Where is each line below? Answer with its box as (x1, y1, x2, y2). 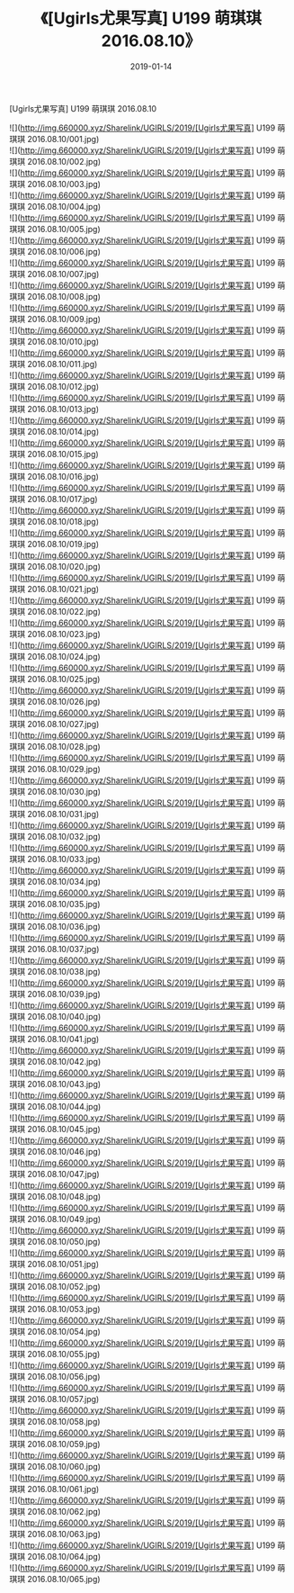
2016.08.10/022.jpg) (26, 606, 102, 616)
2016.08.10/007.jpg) (26, 268, 100, 279)
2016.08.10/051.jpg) (26, 1258, 99, 1269)
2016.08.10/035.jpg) (26, 898, 101, 909)
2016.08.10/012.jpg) (26, 381, 100, 391)
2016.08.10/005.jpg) (26, 223, 101, 234)
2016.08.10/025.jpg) (26, 673, 101, 684)
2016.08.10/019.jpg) (26, 538, 100, 549)
